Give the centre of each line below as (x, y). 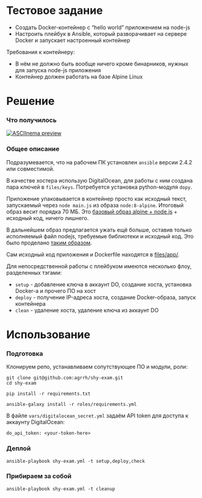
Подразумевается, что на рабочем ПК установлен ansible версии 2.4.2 (99, 162)
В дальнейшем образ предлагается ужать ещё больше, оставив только (99, 230)
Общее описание (33, 149)
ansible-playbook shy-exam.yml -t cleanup (61, 489)
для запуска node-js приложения (58, 70)
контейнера (30, 303)
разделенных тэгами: (34, 272)
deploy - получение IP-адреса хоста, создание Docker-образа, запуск (105, 297)
